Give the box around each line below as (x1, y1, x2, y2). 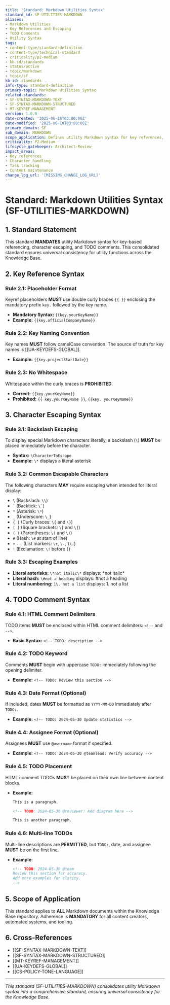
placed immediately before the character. (5, 442, 91, 449)
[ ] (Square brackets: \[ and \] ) (12, 524, 80, 530)
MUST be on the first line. (5, 847, 59, 853)
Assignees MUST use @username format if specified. (5, 740, 113, 746)
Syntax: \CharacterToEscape (12, 453, 72, 459)
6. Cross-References (5, 933, 72, 942)
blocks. (5, 780, 21, 786)
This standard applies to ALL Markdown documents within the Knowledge (5, 908, 159, 914)
